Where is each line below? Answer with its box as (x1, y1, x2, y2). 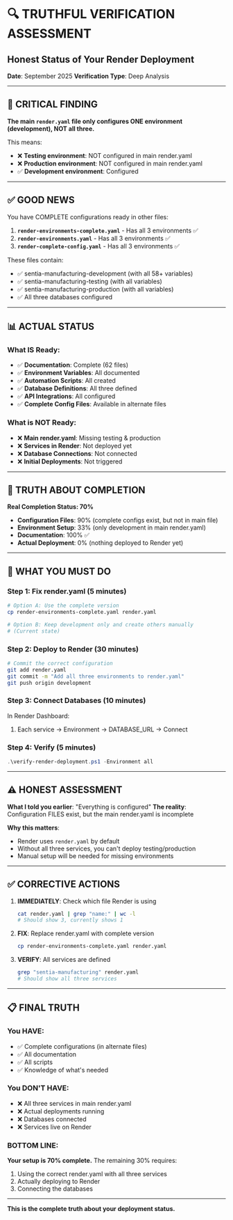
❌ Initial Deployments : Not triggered (17, 457, 123, 466)
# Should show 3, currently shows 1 (17, 917, 123, 924)
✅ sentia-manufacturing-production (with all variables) (17, 285, 174, 293)
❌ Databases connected (17, 1115, 87, 1123)
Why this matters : (7, 823, 60, 832)
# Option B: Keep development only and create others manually (7, 621, 194, 628)
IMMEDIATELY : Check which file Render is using (17, 896, 157, 905)
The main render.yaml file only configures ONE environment (7, 117, 182, 125)
